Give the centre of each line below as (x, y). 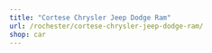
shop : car (28, 34)
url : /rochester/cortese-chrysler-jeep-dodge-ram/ (106, 26)
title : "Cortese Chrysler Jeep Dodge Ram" (90, 18)
